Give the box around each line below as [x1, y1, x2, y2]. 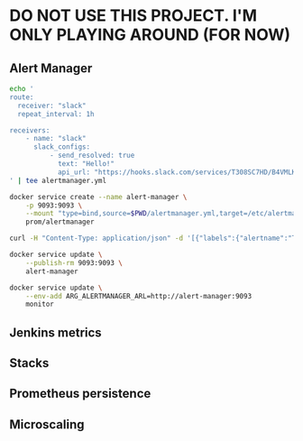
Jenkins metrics [9, 325, 102, 340]
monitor [25, 299, 54, 309]
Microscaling [9, 417, 85, 432]
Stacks [9, 355, 50, 371]
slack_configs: [32, 142, 91, 152]
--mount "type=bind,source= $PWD [25, 209, 147, 218]
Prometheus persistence [9, 386, 151, 401]
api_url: [57, 168, 91, 177]
